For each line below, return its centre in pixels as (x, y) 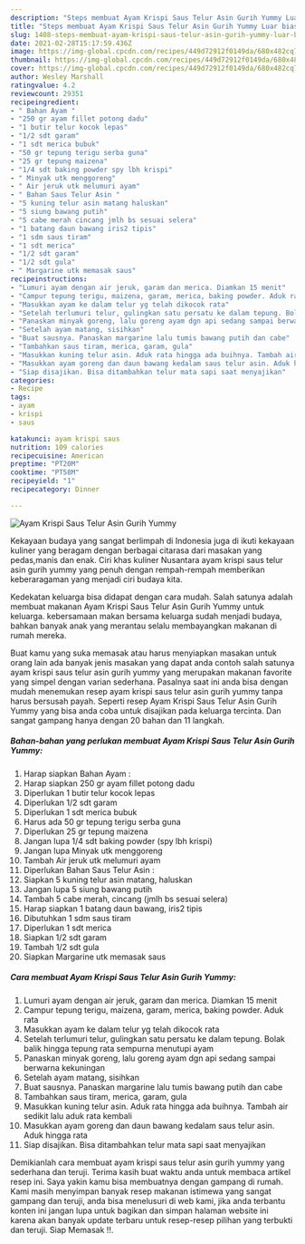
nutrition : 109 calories (57, 447)
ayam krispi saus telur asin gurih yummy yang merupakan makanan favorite (151, 672)
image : (23, 52)
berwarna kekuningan (64, 1067)
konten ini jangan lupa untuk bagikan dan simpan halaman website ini (140, 1210)
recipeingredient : (45, 102)
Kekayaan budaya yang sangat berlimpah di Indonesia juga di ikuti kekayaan (152, 540)
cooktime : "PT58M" (45, 472)
